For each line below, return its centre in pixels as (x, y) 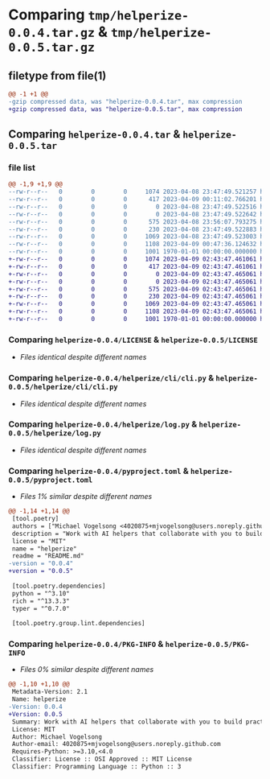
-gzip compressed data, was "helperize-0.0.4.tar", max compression (125, 101)
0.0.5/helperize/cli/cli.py (63, 387)
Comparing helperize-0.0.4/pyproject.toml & (98, 471)
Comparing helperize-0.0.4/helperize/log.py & (103, 424)
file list (22, 167)
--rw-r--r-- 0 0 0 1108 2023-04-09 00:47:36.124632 (133, 244)
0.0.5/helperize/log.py (55, 433)
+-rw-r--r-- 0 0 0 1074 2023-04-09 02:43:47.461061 (133, 259)
